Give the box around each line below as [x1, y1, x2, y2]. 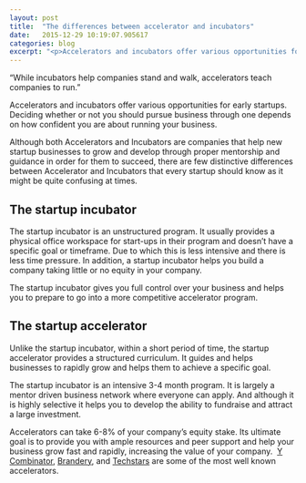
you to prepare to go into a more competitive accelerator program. [9, 292, 258, 303]
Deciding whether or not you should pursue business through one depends [9, 109, 291, 120]
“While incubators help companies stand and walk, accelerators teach [9, 72, 272, 83]
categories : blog [9, 38, 76, 48]
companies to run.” [9, 82, 81, 93]
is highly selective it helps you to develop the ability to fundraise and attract [9, 398, 293, 410]
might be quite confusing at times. [9, 175, 138, 187]
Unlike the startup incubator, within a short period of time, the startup [9, 343, 270, 354]
